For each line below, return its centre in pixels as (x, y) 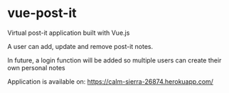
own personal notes (36, 67)
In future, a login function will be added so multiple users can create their (114, 60)
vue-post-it (42, 13)
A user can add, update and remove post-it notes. (80, 46)
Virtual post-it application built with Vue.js (69, 33)
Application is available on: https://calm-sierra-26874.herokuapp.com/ (110, 81)
